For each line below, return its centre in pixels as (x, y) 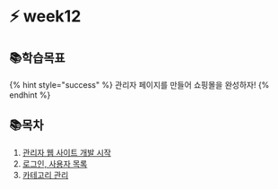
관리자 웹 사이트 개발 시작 (67, 152)
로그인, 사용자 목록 (55, 163)
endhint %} (30, 95)
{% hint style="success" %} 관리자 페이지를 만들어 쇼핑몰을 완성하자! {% (139, 85)
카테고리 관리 (45, 175)
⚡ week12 (45, 17)
